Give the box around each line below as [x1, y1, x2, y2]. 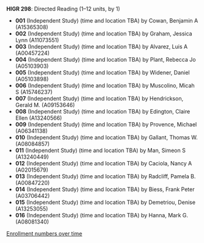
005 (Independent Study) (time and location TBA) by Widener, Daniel [15, 69, 190, 76]
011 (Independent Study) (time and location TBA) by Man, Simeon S [15, 147, 186, 154]
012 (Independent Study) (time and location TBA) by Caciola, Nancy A [15, 160, 192, 167]
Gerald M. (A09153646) [15, 101, 75, 109]
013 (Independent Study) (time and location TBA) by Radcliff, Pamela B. [15, 173, 196, 180]
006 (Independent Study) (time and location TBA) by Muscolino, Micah [15, 82, 195, 89]
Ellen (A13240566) [15, 114, 62, 121]
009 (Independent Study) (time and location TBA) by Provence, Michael [15, 121, 197, 128]
